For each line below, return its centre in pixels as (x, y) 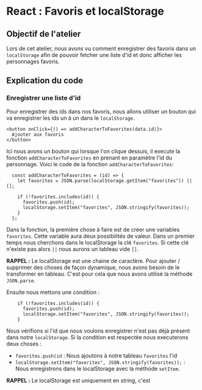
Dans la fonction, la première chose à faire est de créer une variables (93, 229)
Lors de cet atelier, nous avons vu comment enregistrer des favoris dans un (101, 48)
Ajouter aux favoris (38, 134)
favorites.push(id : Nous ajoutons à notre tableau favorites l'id (96, 355)
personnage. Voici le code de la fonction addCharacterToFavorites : (90, 164)
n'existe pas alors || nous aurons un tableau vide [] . (73, 249)
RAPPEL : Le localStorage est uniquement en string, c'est (78, 380)
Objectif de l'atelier (44, 34)
